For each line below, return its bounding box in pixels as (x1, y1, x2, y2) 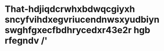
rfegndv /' (5, 35, 48, 47)
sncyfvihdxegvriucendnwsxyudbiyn (5, 14, 160, 25)
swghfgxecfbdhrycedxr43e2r (5, 25, 132, 36)
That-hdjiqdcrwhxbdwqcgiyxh (5, 3, 135, 15)
